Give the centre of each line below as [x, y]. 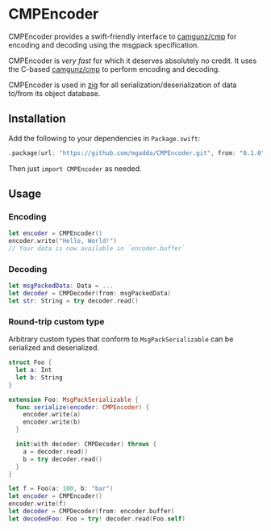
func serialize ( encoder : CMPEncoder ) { [83, 407]
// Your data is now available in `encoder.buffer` [97, 249]
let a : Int [34, 370]
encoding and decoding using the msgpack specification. [104, 44]
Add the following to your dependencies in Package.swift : [104, 138]
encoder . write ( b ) [52, 422]
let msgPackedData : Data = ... [61, 286]
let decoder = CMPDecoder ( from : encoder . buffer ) [92, 512]
